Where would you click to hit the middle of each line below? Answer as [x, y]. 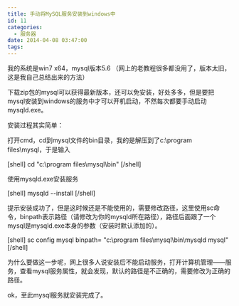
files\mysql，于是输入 [39, 149]
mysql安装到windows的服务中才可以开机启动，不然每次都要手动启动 [107, 101]
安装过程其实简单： [36, 125]
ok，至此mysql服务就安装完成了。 [57, 295]
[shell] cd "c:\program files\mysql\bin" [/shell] [74, 164]
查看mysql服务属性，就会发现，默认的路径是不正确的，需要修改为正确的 [125, 271]
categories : [25, 27]
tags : [15, 47]
